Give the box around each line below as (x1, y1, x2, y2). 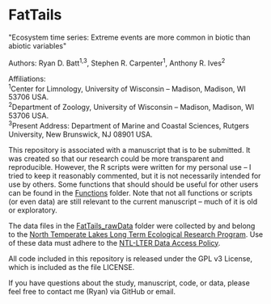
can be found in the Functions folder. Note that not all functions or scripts (8, 188, 253, 197)
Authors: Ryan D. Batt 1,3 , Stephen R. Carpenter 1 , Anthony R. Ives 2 (8, 57, 226, 68)
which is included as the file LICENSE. (8, 262, 135, 272)
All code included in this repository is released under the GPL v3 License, (8, 253, 253, 264)
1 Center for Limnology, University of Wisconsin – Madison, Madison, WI (8, 82, 247, 94)
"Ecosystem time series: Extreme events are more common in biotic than (8, 32, 251, 42)
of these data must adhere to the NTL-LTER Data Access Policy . (8, 238, 221, 247)
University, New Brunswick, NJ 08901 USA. (8, 129, 153, 139)
